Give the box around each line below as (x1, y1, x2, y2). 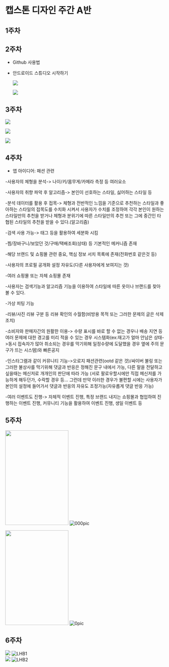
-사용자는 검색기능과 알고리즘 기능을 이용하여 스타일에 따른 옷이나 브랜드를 (5, 283, 151, 289)
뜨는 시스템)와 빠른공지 (14, 347, 60, 353)
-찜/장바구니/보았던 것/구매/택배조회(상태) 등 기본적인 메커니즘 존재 (5, 240, 137, 246)
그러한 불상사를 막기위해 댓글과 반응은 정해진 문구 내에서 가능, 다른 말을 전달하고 (5, 364, 163, 370)
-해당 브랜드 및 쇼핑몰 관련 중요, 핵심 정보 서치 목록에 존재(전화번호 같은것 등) (5, 251, 157, 258)
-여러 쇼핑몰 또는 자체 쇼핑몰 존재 (5, 273, 71, 279)
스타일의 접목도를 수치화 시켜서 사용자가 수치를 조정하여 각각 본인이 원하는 (18, 207, 164, 213)
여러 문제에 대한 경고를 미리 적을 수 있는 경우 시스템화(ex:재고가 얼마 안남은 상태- (5, 334, 164, 341)
